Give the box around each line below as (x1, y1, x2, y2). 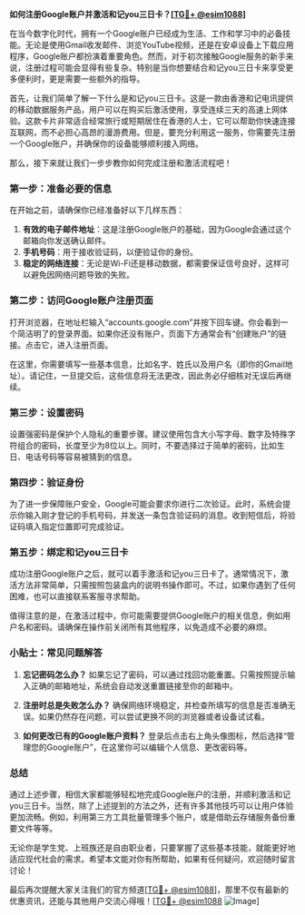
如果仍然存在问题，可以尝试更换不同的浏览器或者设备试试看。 (38, 711, 270, 722)
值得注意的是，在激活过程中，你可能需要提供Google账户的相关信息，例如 (9, 610, 283, 621)
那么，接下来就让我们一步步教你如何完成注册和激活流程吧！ (9, 158, 232, 168)
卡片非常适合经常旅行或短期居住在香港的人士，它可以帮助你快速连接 (40, 115, 296, 126)
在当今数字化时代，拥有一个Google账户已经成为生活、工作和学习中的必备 (9, 28, 283, 39)
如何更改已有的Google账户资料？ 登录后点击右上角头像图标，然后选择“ (22, 730, 288, 741)
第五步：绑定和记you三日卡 (9, 546, 129, 559)
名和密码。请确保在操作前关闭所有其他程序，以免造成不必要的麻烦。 (16, 622, 272, 633)
